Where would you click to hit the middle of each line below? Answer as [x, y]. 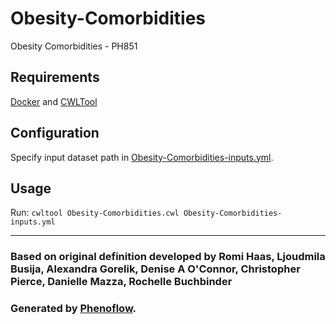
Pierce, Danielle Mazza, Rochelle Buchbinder [121, 282]
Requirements [55, 77]
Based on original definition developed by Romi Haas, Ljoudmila [168, 257]
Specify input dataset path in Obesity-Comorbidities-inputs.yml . [142, 157]
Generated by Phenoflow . [73, 309]
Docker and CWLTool [54, 101]
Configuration [55, 133]
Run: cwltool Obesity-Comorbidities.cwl [95, 213]
